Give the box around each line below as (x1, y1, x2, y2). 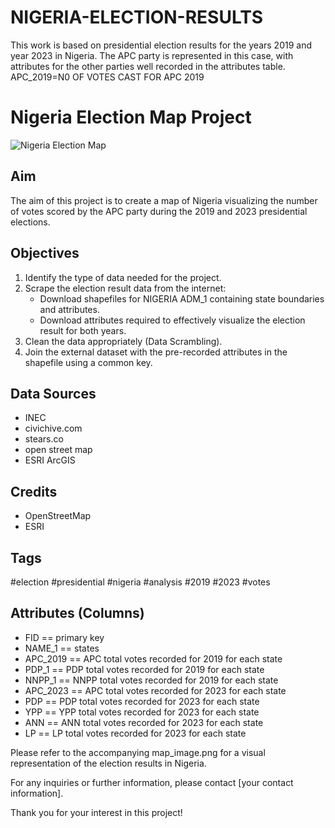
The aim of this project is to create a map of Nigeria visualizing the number (10, 194, 318, 206)
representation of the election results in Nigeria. (10, 757, 207, 769)
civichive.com (24, 422, 83, 435)
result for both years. (39, 324, 127, 336)
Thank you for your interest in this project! (10, 806, 183, 818)
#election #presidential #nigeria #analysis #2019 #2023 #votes (10, 576, 271, 588)
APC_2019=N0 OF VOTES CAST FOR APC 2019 (10, 71, 205, 83)
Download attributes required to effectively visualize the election (39, 314, 306, 326)
